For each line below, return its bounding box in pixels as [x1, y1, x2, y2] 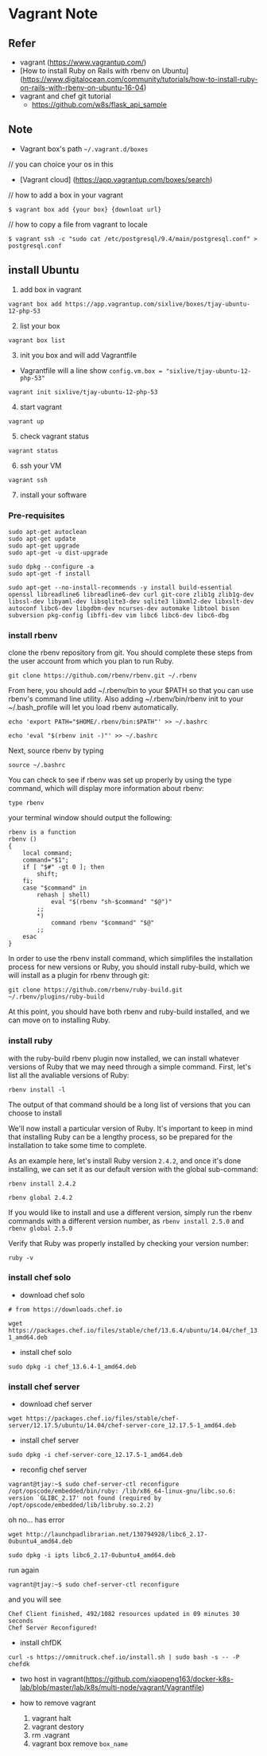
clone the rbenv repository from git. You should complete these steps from [8, 648, 253, 657]
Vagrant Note [8, 5, 98, 23]
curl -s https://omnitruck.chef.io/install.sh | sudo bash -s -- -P [8, 1653, 240, 1661]
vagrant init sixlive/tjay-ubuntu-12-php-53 [8, 387, 158, 396]
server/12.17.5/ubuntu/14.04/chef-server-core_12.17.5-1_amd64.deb [8, 1422, 237, 1430]
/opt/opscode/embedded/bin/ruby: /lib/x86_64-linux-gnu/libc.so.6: [8, 1487, 237, 1496]
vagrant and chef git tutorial [19, 91, 111, 100]
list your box [19, 321, 61, 330]
